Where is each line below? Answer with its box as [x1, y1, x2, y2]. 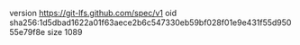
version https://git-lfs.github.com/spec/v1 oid [9, 8, 177, 18]
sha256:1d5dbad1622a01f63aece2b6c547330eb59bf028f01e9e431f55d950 [9, 17, 292, 28]
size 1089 [47, 27, 83, 37]
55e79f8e [9, 27, 46, 37]
